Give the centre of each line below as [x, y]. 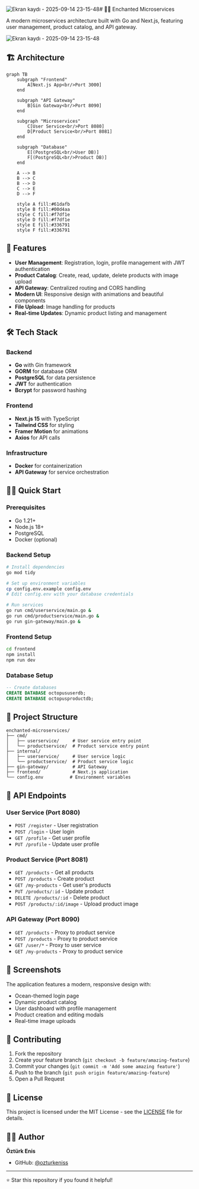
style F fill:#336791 [43, 230]
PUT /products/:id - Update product [59, 891]
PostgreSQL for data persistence [55, 378]
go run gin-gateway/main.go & [44, 621]
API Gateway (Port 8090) [43, 919]
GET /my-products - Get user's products [63, 885]
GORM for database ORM [46, 371]
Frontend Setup [29, 636]
